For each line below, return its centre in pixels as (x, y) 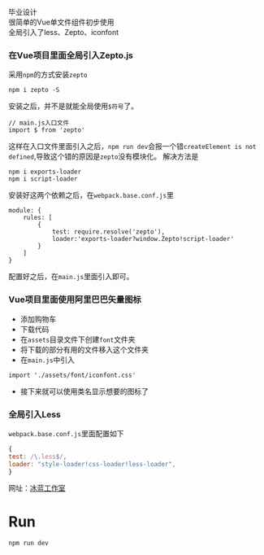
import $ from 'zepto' (47, 130)
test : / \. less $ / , (38, 457)
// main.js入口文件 (39, 123)
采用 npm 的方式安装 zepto (48, 75)
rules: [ (38, 218)
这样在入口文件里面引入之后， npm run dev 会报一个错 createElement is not (132, 146)
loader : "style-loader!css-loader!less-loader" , (92, 464)
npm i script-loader (43, 179)
